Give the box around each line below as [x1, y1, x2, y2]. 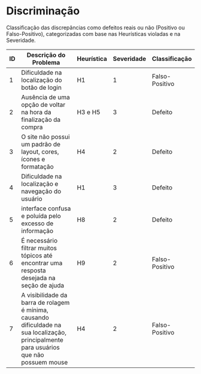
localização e [21, 179, 59, 188]
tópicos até [21, 251, 53, 259]
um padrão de [21, 140, 61, 148]
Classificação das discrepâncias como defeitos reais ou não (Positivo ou [6, 24, 185, 31]
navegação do [21, 187, 62, 195]
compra [21, 122, 43, 131]
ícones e [21, 155, 45, 163]
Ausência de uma [21, 93, 70, 101]
